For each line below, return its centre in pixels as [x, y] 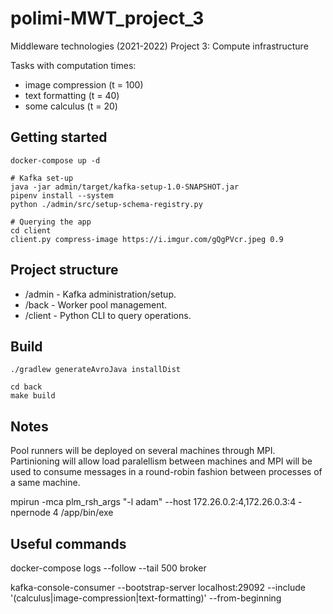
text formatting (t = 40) [72, 95]
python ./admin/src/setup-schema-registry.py [106, 204]
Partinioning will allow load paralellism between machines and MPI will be [161, 461]
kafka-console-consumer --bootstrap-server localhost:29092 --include [158, 587]
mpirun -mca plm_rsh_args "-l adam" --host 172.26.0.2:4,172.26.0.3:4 [153, 502]
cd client [31, 230]
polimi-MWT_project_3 [107, 18]
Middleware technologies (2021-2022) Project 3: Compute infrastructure [159, 46]
